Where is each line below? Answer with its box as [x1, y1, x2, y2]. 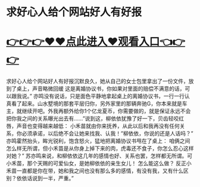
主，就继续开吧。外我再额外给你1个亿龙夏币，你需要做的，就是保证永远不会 [6, 108, 191, 115]
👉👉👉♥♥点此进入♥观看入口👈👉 [6, 35, 186, 48]
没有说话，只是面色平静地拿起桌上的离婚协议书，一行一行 [43, 93, 185, 100]
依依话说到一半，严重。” [16, 174, 74, 182]
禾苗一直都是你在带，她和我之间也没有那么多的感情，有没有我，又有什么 [6, 167, 183, 174]
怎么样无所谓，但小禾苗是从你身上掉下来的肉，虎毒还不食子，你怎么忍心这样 [6, 145, 194, 152]
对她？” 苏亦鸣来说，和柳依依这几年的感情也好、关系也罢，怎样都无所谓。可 [6, 152, 193, 160]
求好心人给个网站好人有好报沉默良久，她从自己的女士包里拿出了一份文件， [6, 78, 189, 85]
